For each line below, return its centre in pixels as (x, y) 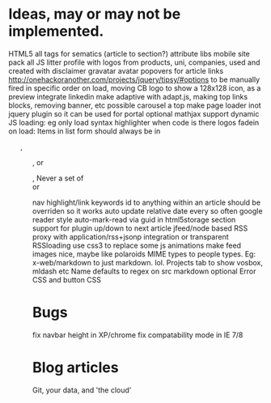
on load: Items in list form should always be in (85, 131)
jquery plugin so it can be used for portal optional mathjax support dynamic (134, 113)
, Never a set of (58, 178)
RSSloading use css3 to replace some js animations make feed (136, 245)
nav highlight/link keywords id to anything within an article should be (146, 202)
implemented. (56, 31)
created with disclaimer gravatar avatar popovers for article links (116, 70)
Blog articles (75, 368)
